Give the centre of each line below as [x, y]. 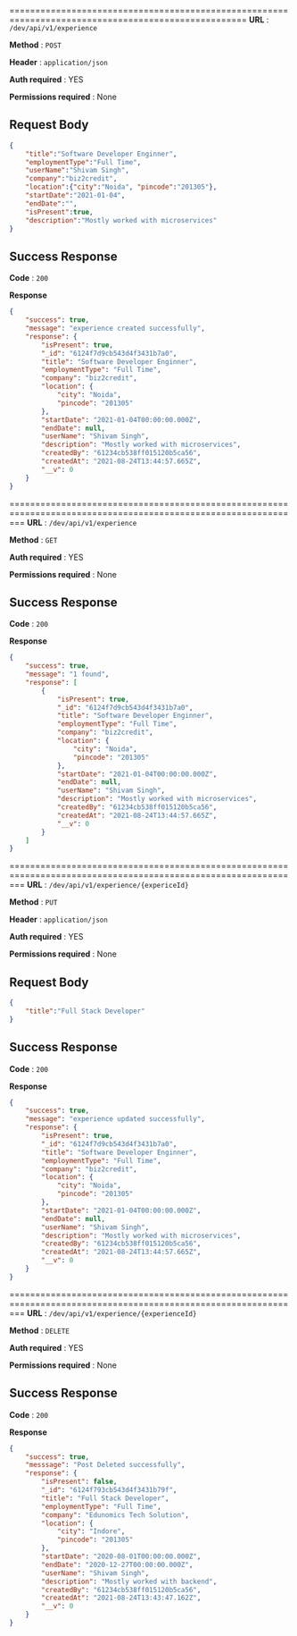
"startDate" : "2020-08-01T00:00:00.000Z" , [121, 1556]
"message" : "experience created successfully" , [115, 328]
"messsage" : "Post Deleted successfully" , [105, 1465]
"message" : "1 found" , [67, 675]
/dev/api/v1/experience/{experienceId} [123, 1314]
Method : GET [33, 540]
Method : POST [36, 45]
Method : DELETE [39, 1330]
